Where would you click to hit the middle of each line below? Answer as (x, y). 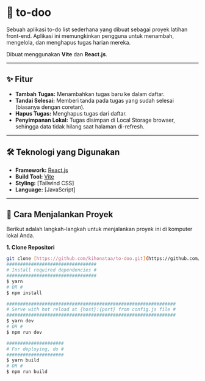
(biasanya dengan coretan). (50, 107)
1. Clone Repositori (31, 248)
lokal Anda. (20, 235)
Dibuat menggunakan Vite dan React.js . (57, 54)
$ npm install (24, 293)
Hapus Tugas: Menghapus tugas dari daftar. (71, 113)
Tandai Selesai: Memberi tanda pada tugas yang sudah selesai (94, 100)
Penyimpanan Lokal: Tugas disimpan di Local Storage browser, (95, 120)
